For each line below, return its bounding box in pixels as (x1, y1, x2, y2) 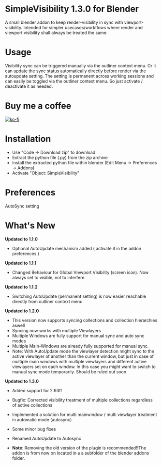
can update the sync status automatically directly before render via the (5, 68, 146, 74)
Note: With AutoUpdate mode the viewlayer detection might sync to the (12, 348, 155, 354)
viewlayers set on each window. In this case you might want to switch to (12, 364, 156, 369)
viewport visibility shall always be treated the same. (5, 30, 108, 35)
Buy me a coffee (5, 100, 72, 112)
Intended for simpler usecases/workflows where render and (23, 24, 143, 30)
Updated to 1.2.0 (5, 308, 39, 314)
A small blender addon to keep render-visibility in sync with (5, 19, 123, 25)
